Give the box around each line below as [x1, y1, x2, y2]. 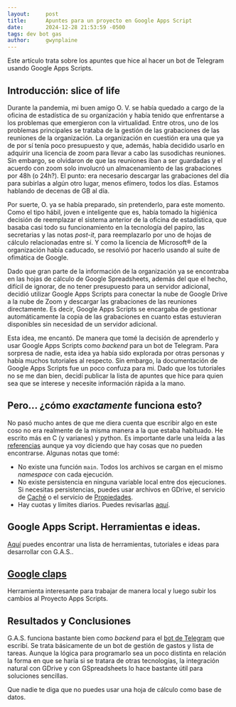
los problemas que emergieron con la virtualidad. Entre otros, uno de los [7, 118, 219, 127]
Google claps [7, 568, 68, 580]
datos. [7, 693, 26, 701]
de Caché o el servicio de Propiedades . [17, 492, 134, 501]
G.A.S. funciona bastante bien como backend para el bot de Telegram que [7, 634, 225, 642]
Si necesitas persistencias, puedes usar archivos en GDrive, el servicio [17, 485, 225, 494]
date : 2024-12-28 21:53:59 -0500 [7, 23, 126, 31]
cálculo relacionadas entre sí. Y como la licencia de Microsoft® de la [7, 238, 208, 246]
